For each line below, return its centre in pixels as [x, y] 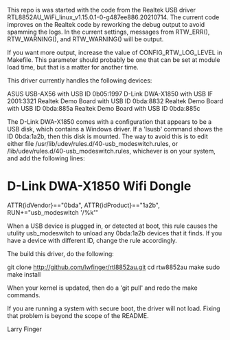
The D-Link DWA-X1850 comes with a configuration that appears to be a [110, 122]
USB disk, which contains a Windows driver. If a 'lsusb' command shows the [115, 129]
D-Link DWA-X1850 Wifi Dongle [99, 186]
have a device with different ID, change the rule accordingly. [92, 240]
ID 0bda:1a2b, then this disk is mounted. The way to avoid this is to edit [107, 136]
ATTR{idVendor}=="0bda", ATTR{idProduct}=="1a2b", [83, 205]
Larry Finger [25, 329]
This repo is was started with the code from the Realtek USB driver [102, 10]
